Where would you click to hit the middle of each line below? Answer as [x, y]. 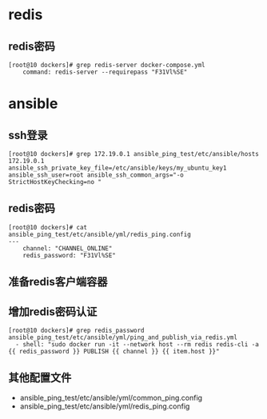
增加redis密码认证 [53, 311]
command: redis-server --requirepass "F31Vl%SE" [105, 72]
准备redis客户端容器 [58, 282]
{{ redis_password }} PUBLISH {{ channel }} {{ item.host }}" [114, 352]
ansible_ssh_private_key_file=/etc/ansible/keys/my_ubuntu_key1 [118, 168]
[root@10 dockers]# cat [48, 227]
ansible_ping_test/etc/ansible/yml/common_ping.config [111, 397]
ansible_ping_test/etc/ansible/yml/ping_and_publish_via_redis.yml [123, 337]
